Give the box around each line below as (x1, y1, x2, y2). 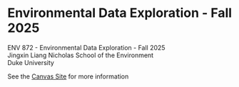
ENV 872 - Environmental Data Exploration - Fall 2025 (7, 43, 166, 52)
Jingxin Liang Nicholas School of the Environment (7, 51, 154, 59)
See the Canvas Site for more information (7, 72, 129, 81)
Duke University (7, 58, 55, 66)
